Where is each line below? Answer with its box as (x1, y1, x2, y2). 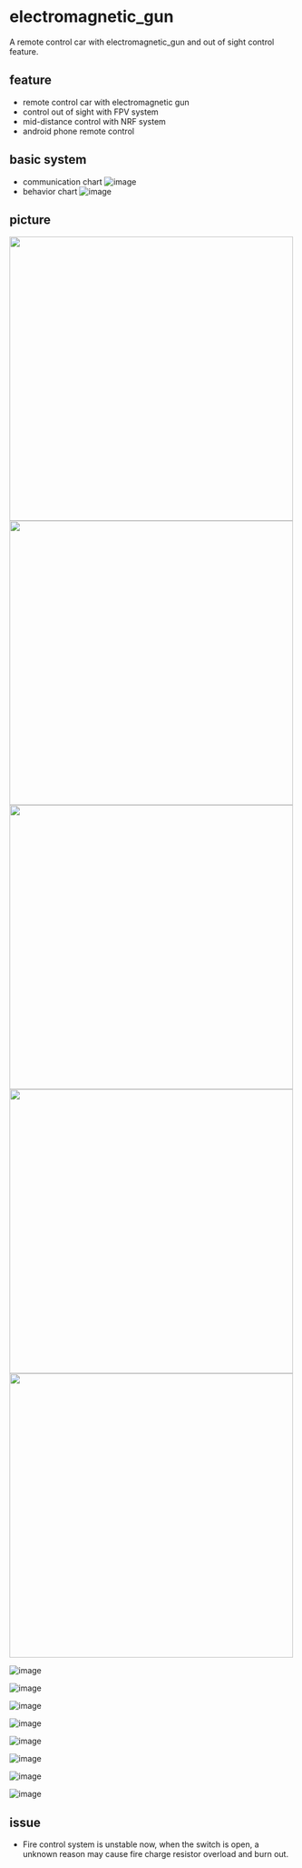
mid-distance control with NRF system (22, 115, 166, 126)
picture (9, 212, 52, 227)
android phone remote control (22, 126, 134, 136)
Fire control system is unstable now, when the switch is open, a (22, 1839, 259, 1850)
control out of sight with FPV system (22, 106, 159, 117)
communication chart (22, 176, 102, 187)
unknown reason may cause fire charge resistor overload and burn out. (22, 1849, 288, 1860)
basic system (9, 152, 87, 167)
